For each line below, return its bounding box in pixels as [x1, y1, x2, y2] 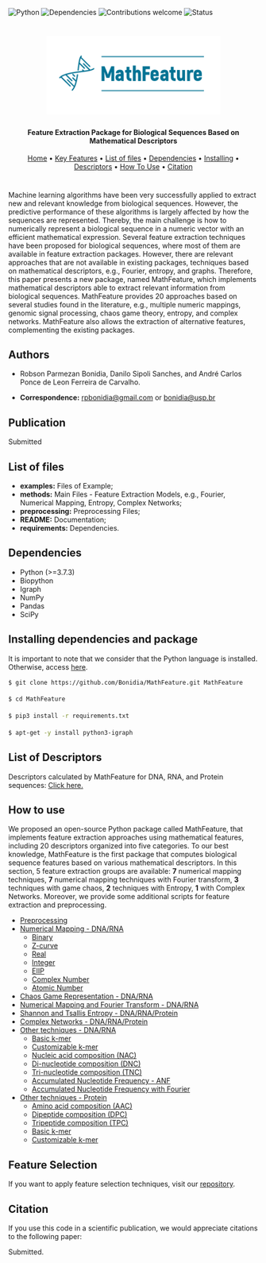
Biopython [19, 576, 54, 585]
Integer [31, 958, 56, 968]
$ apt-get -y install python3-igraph [8, 728, 133, 736]
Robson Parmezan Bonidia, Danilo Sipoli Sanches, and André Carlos [19, 369, 242, 379]
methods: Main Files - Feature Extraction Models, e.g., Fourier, [19, 489, 226, 500]
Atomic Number [31, 983, 83, 993]
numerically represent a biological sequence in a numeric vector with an [8, 223, 245, 234]
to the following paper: [8, 1232, 83, 1242]
